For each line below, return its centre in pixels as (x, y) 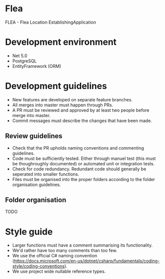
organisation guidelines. (36, 185)
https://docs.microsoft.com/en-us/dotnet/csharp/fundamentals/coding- (87, 261)
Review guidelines (34, 136)
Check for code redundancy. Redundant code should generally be (79, 169)
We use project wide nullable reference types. (59, 272)
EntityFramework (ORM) (37, 66)
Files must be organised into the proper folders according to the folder (83, 179)
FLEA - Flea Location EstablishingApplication (51, 22)
